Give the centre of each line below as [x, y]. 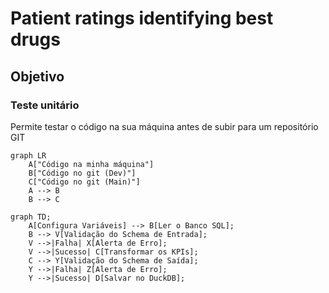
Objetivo [37, 76]
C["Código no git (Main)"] [84, 182]
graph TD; [31, 217]
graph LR [28, 155]
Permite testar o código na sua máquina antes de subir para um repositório [164, 126]
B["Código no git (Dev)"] [82, 173]
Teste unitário [45, 105]
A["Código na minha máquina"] [91, 164]
